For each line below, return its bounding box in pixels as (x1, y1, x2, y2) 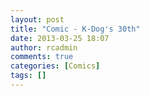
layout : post (10, 14, 65, 25)
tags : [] (10, 71, 47, 81)
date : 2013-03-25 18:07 (10, 33, 110, 43)
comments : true (10, 52, 74, 62)
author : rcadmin (10, 42, 78, 53)
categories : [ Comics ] (10, 61, 101, 71)
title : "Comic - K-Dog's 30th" (10, 24, 141, 34)
